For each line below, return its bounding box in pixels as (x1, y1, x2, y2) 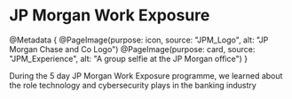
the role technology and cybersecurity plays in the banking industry (9, 80, 257, 90)
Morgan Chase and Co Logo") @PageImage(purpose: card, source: (9, 43, 256, 54)
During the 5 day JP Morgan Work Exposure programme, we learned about (9, 70, 283, 80)
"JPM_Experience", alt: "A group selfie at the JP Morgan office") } (9, 53, 249, 64)
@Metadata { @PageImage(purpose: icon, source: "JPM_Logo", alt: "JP (9, 34, 269, 45)
